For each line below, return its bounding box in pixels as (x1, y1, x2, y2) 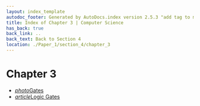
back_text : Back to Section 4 (6, 36, 82, 42)
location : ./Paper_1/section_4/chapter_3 (6, 42, 111, 48)
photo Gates (14, 86, 44, 94)
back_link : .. (6, 31, 42, 37)
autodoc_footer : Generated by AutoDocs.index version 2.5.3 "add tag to (6, 14, 190, 20)
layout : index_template (6, 8, 65, 15)
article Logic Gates (14, 93, 60, 100)
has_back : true (6, 25, 44, 31)
